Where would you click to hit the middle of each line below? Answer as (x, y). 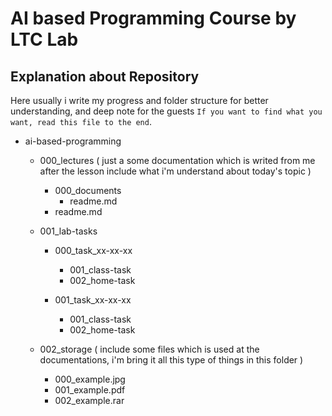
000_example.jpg (90, 379)
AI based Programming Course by (153, 18)
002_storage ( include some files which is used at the (149, 349)
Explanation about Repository (105, 76)
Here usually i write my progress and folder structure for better (139, 100)
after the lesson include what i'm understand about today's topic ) (175, 171)
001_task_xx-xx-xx (93, 300)
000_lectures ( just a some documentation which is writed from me (177, 160)
